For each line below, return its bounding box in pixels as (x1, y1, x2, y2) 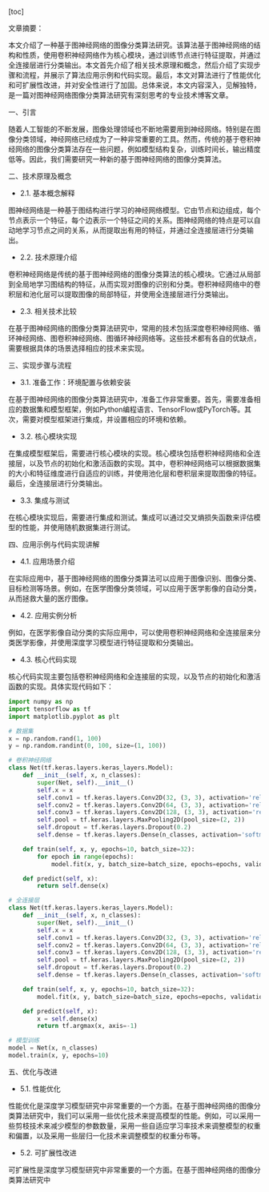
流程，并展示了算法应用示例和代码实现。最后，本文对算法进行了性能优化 (22, 70, 261, 79)
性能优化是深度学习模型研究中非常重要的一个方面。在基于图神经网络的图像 (8, 1101, 254, 1110)
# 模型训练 (8, 1037, 40, 1045)
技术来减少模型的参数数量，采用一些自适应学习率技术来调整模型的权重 (29, 1121, 261, 1130)
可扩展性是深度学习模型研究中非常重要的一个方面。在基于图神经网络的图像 (8, 1165, 254, 1174)
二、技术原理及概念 (8, 171, 72, 181)
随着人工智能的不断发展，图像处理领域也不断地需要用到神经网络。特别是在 (8, 124, 254, 134)
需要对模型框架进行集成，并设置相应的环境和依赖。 (22, 415, 191, 423)
